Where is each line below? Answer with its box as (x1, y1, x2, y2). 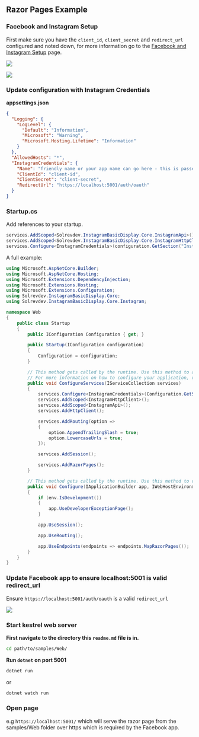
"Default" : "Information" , (21, 127, 89, 133)
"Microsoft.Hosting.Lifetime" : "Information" (21, 138, 136, 144)
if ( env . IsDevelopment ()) (37, 494, 102, 500)
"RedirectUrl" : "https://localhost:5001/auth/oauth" (17, 182, 150, 189)
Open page (6, 704, 38, 712)
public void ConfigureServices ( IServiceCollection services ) (27, 380, 182, 386)
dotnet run (6, 668, 33, 674)
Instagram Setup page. (6, 49, 62, 56)
